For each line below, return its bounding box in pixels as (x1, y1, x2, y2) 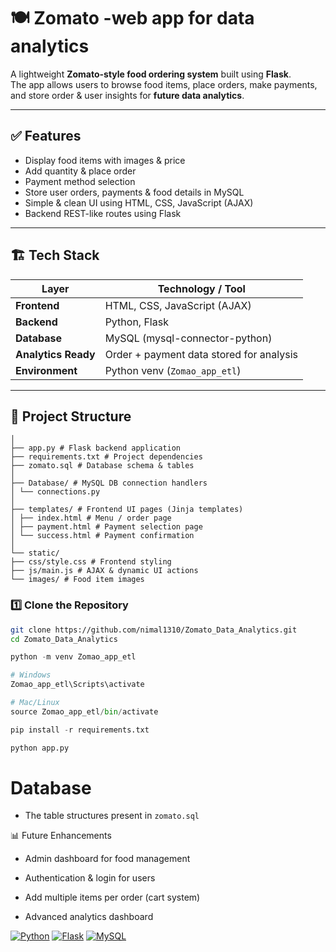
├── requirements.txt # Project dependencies (10, 452, 203, 462)
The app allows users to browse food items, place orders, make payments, (10, 78, 318, 90)
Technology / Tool (157, 281, 246, 295)
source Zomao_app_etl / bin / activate (10, 706, 159, 717)
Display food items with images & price (24, 154, 186, 166)
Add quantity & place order (24, 165, 137, 177)
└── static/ (10, 548, 60, 559)
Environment (15, 363, 78, 377)
